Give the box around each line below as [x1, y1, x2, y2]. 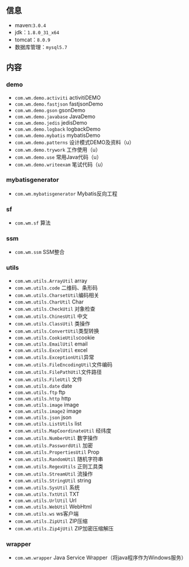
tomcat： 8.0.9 [14, 36, 51, 43]
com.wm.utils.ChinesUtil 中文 [14, 312, 88, 320]
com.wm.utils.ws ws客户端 [14, 510, 79, 517]
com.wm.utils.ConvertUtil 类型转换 [14, 327, 99, 334]
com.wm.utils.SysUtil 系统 [14, 484, 80, 491]
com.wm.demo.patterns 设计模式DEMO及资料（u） [14, 138, 135, 146]
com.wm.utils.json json [14, 413, 72, 421]
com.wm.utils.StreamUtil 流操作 [14, 470, 93, 477]
